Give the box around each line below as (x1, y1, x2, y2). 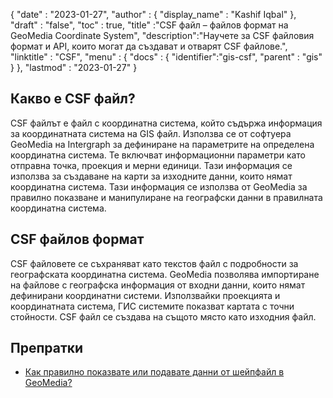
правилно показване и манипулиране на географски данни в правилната (10, 191, 323, 203)
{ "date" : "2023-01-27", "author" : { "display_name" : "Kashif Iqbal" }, (10, 9, 297, 20)
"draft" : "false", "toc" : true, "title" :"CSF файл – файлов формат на (10, 19, 289, 31)
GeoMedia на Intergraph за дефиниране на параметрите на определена (10, 138, 315, 150)
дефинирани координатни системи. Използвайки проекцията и (10, 289, 281, 301)
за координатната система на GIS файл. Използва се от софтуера (10, 127, 292, 139)
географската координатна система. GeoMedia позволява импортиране (10, 268, 320, 280)
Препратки (10, 340, 84, 357)
